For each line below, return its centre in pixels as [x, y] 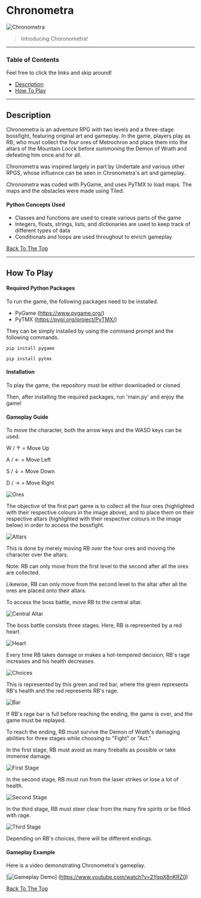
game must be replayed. [36, 720]
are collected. [23, 573]
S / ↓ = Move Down [31, 471]
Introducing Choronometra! [54, 38]
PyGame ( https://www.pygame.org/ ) [60, 313]
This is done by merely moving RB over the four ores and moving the [91, 549]
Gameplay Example [31, 852]
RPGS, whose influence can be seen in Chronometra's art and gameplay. [96, 173]
